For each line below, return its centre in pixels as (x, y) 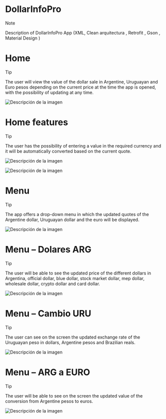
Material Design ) (23, 38)
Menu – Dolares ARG (48, 249)
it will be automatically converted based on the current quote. (68, 151)
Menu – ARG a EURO (48, 372)
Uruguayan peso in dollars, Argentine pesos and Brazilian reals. (70, 342)
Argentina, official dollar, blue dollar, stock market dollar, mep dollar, (75, 278)
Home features (37, 122)
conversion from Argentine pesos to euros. (49, 401)
